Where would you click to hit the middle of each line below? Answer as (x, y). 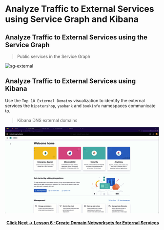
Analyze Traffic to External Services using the (76, 37)
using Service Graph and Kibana (72, 19)
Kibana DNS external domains (47, 120)
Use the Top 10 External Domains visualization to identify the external (75, 100)
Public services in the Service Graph (54, 56)
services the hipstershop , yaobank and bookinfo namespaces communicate (80, 106)
